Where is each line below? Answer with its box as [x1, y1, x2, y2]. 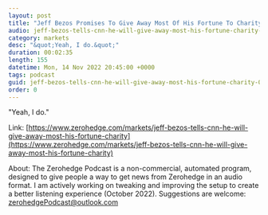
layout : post [8, 11, 52, 20]
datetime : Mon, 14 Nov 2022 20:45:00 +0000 [8, 64, 156, 72]
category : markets [8, 33, 69, 42]
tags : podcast [8, 71, 56, 79]
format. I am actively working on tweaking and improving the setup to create [8, 181, 259, 190]
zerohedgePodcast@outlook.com [8, 197, 119, 207]
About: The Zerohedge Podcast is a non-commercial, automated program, [8, 164, 252, 174]
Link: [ [8, 123, 30, 132]
